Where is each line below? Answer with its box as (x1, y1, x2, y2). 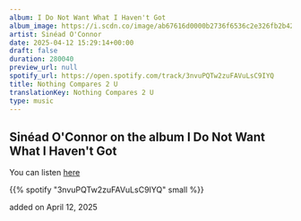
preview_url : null (9, 64, 78, 72)
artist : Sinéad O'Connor (9, 30, 102, 38)
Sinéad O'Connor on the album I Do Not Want (9, 129, 266, 144)
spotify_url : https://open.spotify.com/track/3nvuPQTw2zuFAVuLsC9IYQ (9, 72, 275, 81)
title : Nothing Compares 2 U (9, 80, 118, 89)
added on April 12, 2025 (9, 202, 99, 213)
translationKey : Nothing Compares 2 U (9, 88, 154, 97)
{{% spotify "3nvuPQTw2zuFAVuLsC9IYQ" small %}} (9, 184, 204, 195)
